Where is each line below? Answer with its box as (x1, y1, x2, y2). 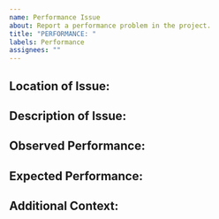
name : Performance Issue (9, 12, 101, 22)
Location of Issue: (9, 79, 110, 94)
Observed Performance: (9, 139, 146, 154)
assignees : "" (9, 46, 62, 55)
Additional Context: (9, 199, 119, 214)
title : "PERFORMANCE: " (9, 29, 97, 38)
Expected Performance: (9, 169, 143, 184)
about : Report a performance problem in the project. (9, 21, 212, 30)
